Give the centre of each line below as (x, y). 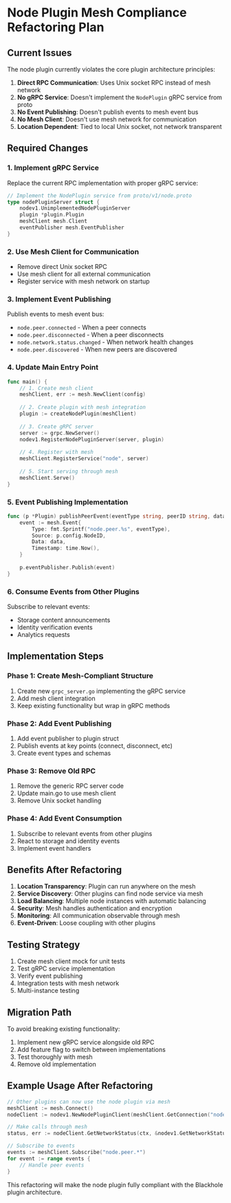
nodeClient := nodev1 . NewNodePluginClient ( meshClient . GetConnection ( (109, 1115)
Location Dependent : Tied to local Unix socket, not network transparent (119, 127)
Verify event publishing (50, 976)
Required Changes (48, 149)
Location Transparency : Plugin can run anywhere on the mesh (106, 887)
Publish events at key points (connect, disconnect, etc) (95, 745)
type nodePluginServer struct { (53, 202)
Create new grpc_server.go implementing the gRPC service (101, 691)
